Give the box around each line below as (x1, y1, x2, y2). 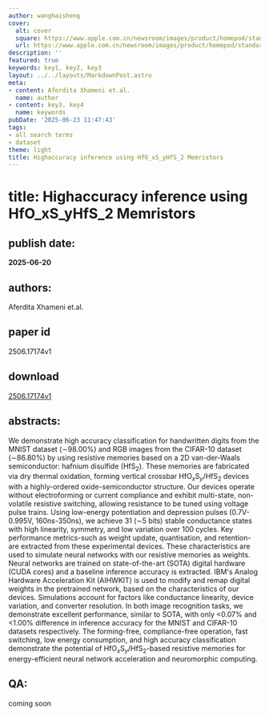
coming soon (8, 698, 52, 708)
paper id (8, 325, 50, 339)
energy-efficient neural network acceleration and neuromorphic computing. (8, 654, 258, 663)
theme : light (8, 146, 52, 154)
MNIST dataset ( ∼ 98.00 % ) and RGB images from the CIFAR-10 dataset (8, 444, 243, 453)
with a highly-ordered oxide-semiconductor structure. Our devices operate (8, 482, 255, 492)
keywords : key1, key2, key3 (8, 64, 102, 72)
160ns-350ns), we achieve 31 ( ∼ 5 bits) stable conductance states (35, 516, 252, 525)
